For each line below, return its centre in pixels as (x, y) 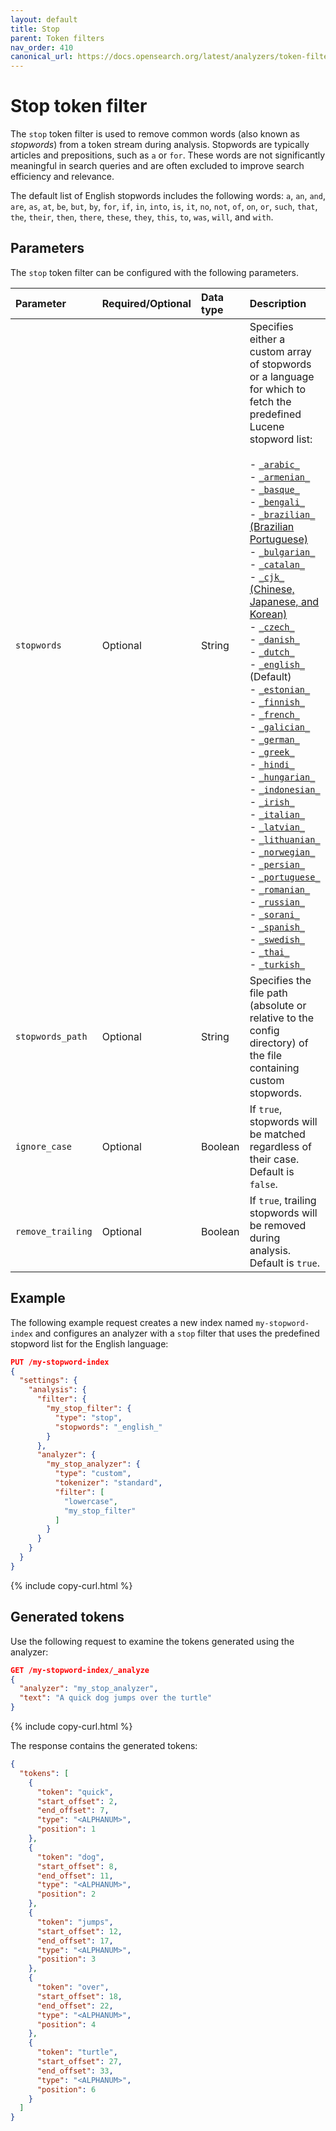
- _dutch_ (272, 651)
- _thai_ (269, 951)
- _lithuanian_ (285, 839)
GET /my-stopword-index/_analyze (80, 1670)
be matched (277, 1134)
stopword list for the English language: (89, 1343)
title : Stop (35, 29)
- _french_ (274, 714)
